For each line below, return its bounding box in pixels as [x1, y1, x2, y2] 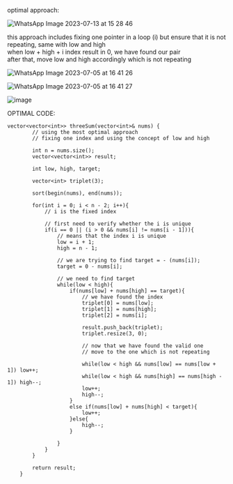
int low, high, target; [32, 165, 101, 172]
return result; [32, 464, 77, 471]
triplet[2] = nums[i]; [81, 312, 148, 319]
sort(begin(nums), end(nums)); [32, 190, 123, 197]
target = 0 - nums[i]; [56, 263, 123, 270]
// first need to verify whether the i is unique [44, 220, 191, 227]
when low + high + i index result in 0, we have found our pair [7, 48, 181, 56]
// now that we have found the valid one [81, 342, 204, 349]
